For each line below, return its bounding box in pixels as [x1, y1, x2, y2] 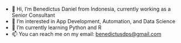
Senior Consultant [11, 12, 55, 19]
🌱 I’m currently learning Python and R [11, 24, 102, 31]
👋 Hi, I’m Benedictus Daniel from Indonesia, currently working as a [11, 6, 171, 12]
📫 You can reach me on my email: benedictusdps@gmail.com [11, 31, 162, 37]
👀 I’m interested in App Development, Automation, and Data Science [11, 18, 176, 24]
